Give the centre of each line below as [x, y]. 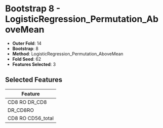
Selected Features [34, 80]
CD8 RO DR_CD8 [27, 102]
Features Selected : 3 [34, 64]
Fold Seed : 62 [27, 59]
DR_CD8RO [21, 110]
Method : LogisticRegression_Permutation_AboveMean [68, 54]
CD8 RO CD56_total [31, 118]
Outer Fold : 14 [27, 43]
